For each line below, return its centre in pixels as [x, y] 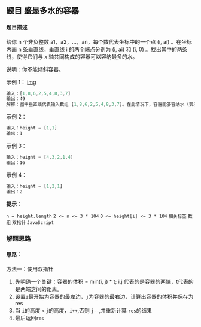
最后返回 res [30, 318]
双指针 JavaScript [33, 223]
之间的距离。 [47, 289]
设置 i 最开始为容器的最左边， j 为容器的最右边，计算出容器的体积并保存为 [104, 296]
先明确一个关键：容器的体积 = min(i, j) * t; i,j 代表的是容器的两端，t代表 [101, 281]
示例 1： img [21, 82]
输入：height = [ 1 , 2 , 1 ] [34, 186]
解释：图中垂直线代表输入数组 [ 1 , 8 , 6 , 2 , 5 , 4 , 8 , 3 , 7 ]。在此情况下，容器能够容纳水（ [98, 105]
